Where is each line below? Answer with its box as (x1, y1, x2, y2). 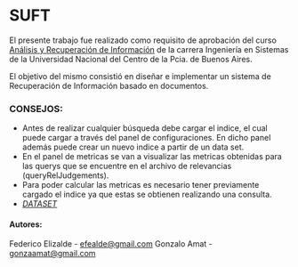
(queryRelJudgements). (21, 170, 109, 181)
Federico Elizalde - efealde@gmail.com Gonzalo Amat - (9, 239, 213, 249)
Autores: (9, 219, 43, 230)
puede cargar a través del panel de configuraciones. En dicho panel (21, 133, 271, 143)
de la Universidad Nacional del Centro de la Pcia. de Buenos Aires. (9, 53, 253, 64)
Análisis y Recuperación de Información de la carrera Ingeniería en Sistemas (9, 44, 289, 54)
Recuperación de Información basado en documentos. (9, 80, 209, 91)
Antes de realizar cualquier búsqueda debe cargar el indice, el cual (21, 123, 269, 133)
